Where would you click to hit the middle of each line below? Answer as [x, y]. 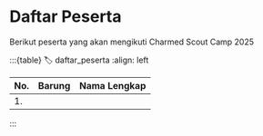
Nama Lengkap [112, 85]
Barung [54, 85]
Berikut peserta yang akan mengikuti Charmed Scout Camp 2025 [132, 42]
